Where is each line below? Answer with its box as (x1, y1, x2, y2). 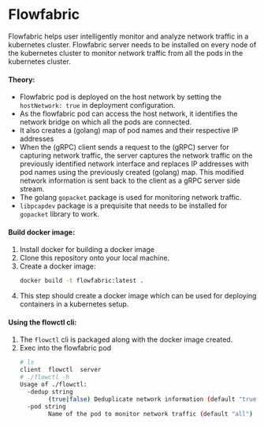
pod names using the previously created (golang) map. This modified (19, 168, 244, 177)
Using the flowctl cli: (8, 317, 77, 327)
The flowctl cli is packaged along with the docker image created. (19, 335, 233, 344)
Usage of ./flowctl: (19, 380, 87, 389)
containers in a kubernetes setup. (19, 299, 129, 309)
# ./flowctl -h (19, 373, 70, 381)
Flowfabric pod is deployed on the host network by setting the (19, 92, 222, 102)
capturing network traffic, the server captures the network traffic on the (19, 151, 253, 161)
